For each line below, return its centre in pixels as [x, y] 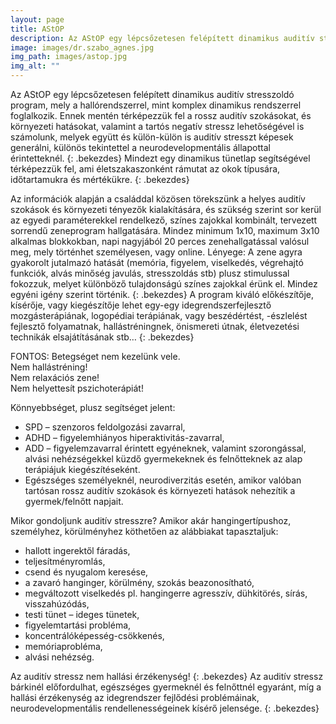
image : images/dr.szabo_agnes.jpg [82, 47]
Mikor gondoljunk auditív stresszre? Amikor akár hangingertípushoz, [151, 520]
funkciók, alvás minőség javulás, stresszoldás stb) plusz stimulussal [150, 273]
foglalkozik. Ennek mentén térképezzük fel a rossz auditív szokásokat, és [161, 115]
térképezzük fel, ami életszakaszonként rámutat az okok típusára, [145, 169]
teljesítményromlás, [65, 561]
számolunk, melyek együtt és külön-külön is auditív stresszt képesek [152, 137]
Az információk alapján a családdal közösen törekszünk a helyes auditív [158, 199]
